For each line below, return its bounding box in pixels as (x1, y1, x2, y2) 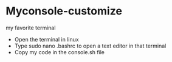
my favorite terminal (5, 24, 56, 31)
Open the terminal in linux (14, 36, 80, 43)
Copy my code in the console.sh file (14, 48, 105, 55)
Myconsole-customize (5, 4, 123, 18)
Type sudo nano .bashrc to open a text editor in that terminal (14, 42, 167, 49)
